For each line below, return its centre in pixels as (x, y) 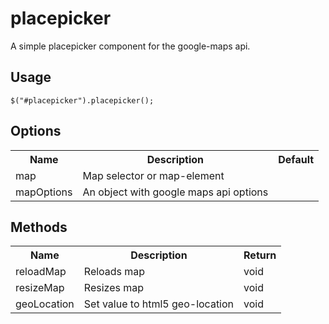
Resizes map (113, 288)
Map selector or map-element (153, 175)
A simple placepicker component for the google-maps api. (130, 46)
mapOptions (44, 192)
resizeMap (40, 288)
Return (260, 255)
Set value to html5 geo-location (159, 304)
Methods (39, 227)
